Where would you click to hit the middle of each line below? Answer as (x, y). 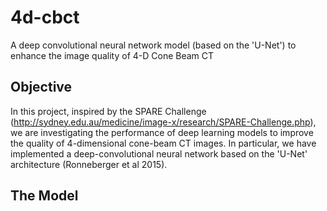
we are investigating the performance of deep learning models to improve (162, 132)
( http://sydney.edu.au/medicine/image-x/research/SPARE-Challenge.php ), (163, 122)
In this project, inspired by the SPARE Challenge (108, 111)
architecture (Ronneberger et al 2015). (89, 164)
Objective (41, 87)
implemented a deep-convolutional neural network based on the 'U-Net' (159, 153)
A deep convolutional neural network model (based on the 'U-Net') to (153, 45)
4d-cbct (45, 17)
